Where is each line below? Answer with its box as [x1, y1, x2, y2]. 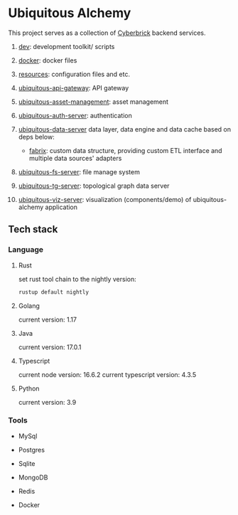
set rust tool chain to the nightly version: [18, 275, 137, 283]
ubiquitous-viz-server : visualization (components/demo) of [18, 195, 192, 203]
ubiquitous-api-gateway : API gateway [18, 83, 129, 92]
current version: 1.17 [18, 315, 77, 324]
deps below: [18, 132, 55, 141]
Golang [18, 301, 40, 310]
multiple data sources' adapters [28, 154, 122, 162]
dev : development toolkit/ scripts [18, 42, 115, 51]
